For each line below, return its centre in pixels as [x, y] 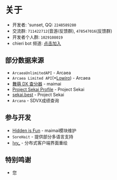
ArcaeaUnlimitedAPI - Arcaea [42, 73]
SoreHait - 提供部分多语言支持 [43, 136]
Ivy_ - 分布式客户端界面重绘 [40, 143]
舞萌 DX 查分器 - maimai [37, 84]
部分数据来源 [25, 61]
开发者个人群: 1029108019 [37, 37]
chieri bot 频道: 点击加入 [37, 43]
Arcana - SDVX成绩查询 [35, 100]
